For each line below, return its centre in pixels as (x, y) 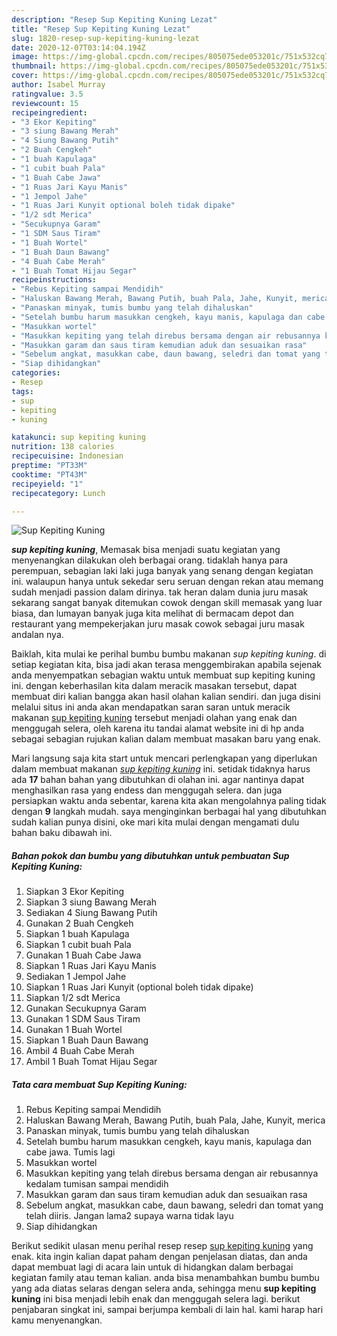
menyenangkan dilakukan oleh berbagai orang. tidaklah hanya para (150, 560)
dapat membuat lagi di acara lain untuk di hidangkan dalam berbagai (152, 1267)
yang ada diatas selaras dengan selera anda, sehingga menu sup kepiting (164, 1288)
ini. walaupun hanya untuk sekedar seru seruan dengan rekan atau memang (167, 582)
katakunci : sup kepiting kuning (78, 437)
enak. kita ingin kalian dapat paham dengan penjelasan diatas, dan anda (159, 1257)
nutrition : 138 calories (63, 447)
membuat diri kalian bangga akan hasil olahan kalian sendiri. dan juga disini (166, 697)
